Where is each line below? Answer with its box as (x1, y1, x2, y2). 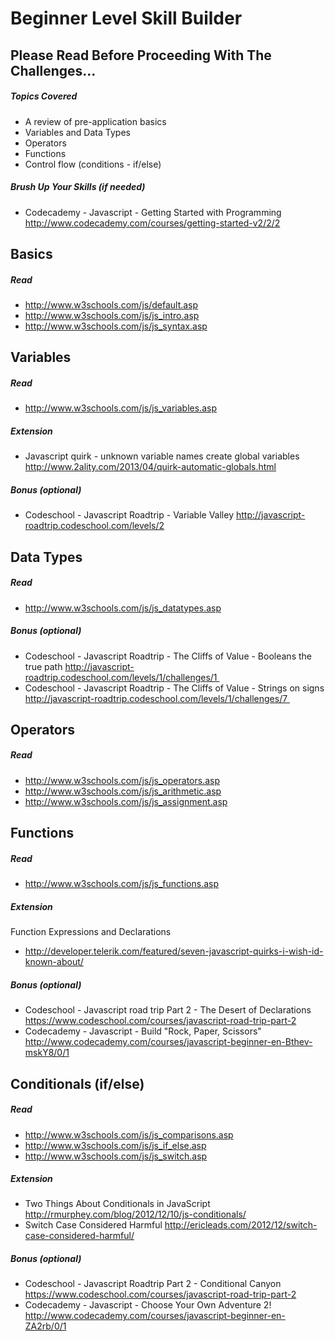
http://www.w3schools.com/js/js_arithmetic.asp (24, 785, 222, 797)
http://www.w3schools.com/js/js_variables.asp (24, 402, 217, 414)
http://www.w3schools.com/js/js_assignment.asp (24, 795, 228, 807)
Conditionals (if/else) (10, 1075, 145, 1092)
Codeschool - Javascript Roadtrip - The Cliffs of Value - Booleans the (24, 650, 312, 662)
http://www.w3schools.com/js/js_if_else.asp (24, 1139, 207, 1151)
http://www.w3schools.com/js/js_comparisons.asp (24, 1128, 234, 1141)
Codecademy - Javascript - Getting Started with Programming (24, 206, 282, 218)
